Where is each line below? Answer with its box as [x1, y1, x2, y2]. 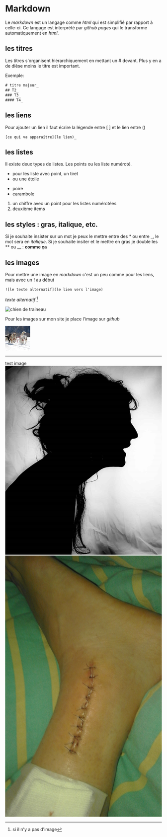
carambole [12, 191, 35, 197]
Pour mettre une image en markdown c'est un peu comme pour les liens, [5, 272, 155, 277]
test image [5, 360, 27, 366]
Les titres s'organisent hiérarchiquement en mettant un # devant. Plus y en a [5, 58, 162, 64]
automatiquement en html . [5, 30, 59, 36]
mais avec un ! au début [5, 277, 55, 283]
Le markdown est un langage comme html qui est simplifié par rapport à [5, 19, 153, 25]
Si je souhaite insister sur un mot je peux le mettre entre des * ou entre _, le [5, 233, 159, 239]
